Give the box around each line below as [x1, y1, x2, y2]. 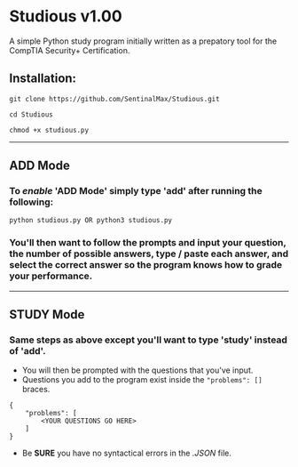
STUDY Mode [9, 307, 85, 322]
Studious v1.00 [9, 6, 122, 27]
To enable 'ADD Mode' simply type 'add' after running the [9, 185, 263, 197]
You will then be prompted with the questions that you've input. [21, 365, 254, 375]
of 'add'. [9, 345, 46, 358]
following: [9, 196, 54, 208]
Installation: [9, 71, 77, 86]
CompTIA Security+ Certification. [9, 44, 130, 55]
